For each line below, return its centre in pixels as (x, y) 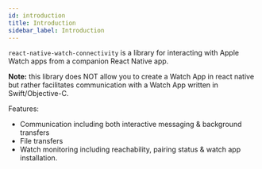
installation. (39, 158)
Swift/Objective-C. (39, 94)
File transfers (41, 141)
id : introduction (37, 15)
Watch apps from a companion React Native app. (89, 61)
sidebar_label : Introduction (56, 30)
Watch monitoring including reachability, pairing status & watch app (130, 150)
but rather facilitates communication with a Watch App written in (113, 85)
